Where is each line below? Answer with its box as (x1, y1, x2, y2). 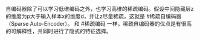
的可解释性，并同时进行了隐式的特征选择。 (5, 27, 112, 35)
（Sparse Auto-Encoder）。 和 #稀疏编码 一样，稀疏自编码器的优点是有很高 (5, 20, 192, 27)
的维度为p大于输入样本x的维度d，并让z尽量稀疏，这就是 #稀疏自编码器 (5, 13, 182, 20)
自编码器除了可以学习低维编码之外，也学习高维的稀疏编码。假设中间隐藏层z (5, 5, 194, 12)
